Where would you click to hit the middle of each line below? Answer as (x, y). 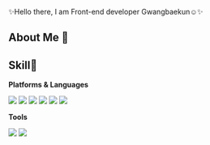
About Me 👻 (39, 38)
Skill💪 (23, 65)
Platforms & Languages (49, 85)
